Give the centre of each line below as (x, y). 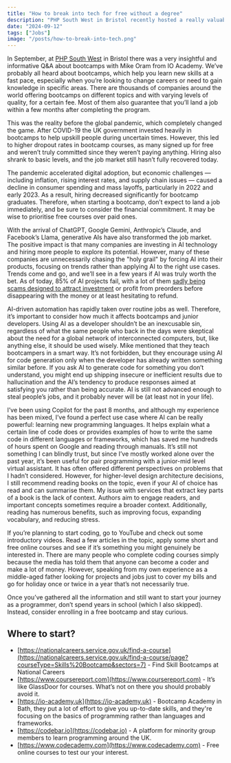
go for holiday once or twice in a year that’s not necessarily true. (98, 584)
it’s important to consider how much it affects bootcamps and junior (103, 316)
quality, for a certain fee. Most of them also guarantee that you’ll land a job (113, 102)
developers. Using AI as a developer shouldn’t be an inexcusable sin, (104, 324)
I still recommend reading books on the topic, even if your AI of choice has (112, 483)
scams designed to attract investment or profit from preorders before (105, 289)
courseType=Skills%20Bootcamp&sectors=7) (81, 665)
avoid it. (28, 694)
